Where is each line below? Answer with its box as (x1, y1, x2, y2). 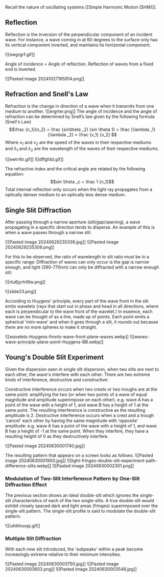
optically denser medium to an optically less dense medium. (5, 192, 126, 198)
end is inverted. (5, 66, 37, 72)
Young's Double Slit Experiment (5, 353, 104, 362)
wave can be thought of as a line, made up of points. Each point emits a (5, 314, 149, 320)
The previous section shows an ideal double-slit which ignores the (5, 492, 139, 498)
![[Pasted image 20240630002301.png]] (52, 462, 134, 469)
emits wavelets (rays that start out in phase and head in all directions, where (5, 304, 159, 309)
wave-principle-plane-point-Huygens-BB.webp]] (5, 339, 104, 345)
